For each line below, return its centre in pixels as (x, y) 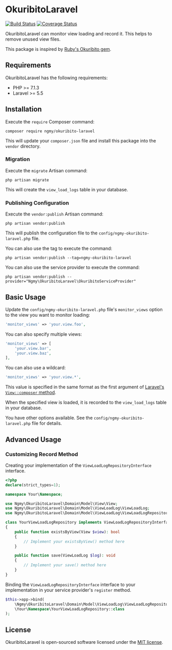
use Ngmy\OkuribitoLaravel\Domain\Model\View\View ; (61, 503)
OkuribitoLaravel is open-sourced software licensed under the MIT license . (84, 642)
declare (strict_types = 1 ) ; (33, 485)
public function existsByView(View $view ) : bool (67, 532)
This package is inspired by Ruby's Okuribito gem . (58, 49)
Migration (18, 159)
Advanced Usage (33, 439)
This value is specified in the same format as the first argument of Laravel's (85, 387)
